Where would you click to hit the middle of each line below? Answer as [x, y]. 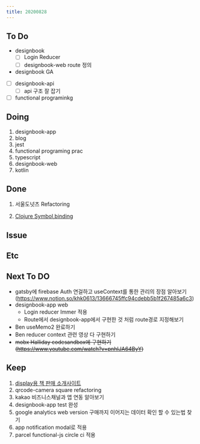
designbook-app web [41, 305]
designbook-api [34, 83]
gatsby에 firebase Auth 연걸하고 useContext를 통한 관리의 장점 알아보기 [101, 291]
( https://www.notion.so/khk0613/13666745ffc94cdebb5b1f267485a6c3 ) [105, 298]
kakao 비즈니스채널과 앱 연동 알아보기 [59, 397]
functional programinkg [44, 98]
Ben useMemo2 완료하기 [45, 327]
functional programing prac [49, 151]
